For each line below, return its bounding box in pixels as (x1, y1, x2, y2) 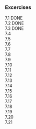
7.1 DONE (5, 15, 23, 21)
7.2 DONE (5, 20, 24, 26)
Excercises (5, 4, 31, 11)
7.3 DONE (5, 26, 24, 31)
